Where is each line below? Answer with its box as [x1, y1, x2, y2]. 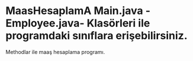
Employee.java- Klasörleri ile [5, 16, 150, 30]
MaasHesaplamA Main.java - [5, 4, 150, 18]
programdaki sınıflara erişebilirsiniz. [5, 29, 188, 42]
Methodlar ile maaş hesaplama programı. [5, 48, 105, 55]
